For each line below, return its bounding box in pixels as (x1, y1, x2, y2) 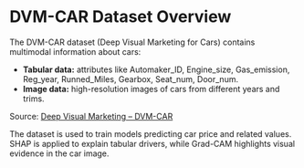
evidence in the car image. (9, 148, 110, 159)
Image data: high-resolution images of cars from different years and (22, 83, 280, 94)
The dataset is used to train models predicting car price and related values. (9, 128, 292, 139)
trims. (22, 93, 45, 104)
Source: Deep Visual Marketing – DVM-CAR (9, 110, 173, 121)
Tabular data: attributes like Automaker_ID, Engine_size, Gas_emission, (22, 64, 290, 75)
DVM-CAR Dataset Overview (9, 6, 232, 27)
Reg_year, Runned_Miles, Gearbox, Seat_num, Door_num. (22, 73, 239, 84)
